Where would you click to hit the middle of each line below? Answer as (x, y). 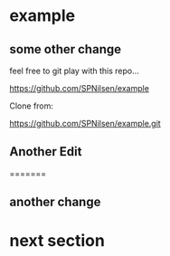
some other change (66, 49)
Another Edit (46, 152)
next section (57, 241)
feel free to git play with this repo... (75, 71)
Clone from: (32, 106)
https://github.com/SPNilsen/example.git (85, 123)
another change (55, 202)
